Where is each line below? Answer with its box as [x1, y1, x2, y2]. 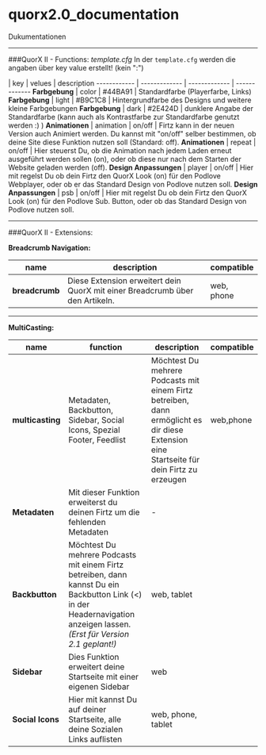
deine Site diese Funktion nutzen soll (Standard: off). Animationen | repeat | [8, 137, 256, 147]
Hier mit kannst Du [68, 694, 137, 705]
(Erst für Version [68, 628, 129, 639]
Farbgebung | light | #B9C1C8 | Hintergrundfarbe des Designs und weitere [8, 95, 252, 105]
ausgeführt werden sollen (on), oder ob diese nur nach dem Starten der [8, 154, 241, 163]
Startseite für [150, 454, 200, 465]
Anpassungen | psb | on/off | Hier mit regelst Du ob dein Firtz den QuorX [8, 188, 248, 197]
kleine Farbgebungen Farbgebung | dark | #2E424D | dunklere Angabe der [8, 103, 253, 113]
